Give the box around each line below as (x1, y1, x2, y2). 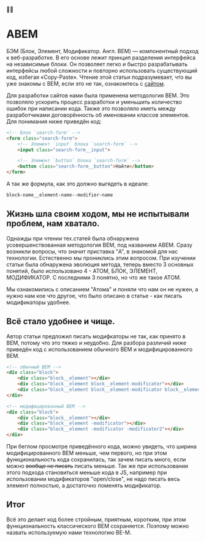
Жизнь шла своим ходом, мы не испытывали (6, 209, 190, 220)
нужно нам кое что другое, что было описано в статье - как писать (6, 292, 182, 299)
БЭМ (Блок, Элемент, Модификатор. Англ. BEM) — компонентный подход (6, 47, 199, 54)
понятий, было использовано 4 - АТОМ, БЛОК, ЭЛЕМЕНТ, (6, 267, 157, 275)
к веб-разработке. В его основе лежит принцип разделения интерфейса (6, 54, 196, 61)
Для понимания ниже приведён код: (6, 117, 102, 125)
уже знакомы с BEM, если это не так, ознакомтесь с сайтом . (6, 80, 165, 87)
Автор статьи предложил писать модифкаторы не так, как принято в (6, 332, 186, 340)
